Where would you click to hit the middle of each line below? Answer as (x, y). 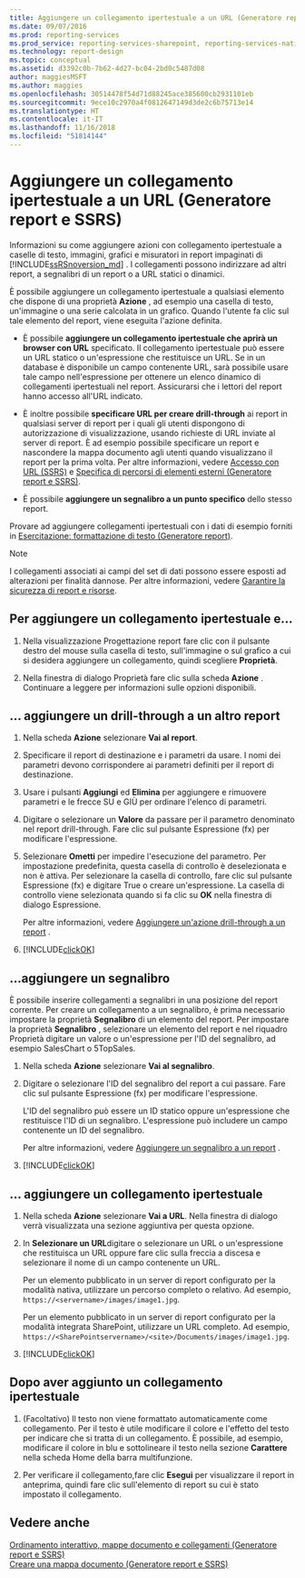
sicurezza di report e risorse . (63, 590)
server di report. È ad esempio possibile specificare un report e (141, 443)
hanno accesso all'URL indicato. (83, 395)
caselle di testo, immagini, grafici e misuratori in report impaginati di (136, 255)
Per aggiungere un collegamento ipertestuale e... (151, 619)
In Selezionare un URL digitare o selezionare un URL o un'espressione (153, 1243)
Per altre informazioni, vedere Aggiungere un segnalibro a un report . (152, 1148)
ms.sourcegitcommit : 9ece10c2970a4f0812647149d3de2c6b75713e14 (132, 102)
